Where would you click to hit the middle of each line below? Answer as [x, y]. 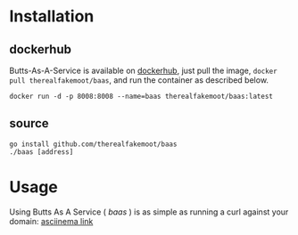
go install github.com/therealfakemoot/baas [93, 144]
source [29, 123]
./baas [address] [41, 152]
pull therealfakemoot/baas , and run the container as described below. [139, 80]
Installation [52, 16]
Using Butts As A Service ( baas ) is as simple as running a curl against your [149, 212]
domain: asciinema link [51, 221]
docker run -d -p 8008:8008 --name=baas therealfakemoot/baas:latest [141, 96]
